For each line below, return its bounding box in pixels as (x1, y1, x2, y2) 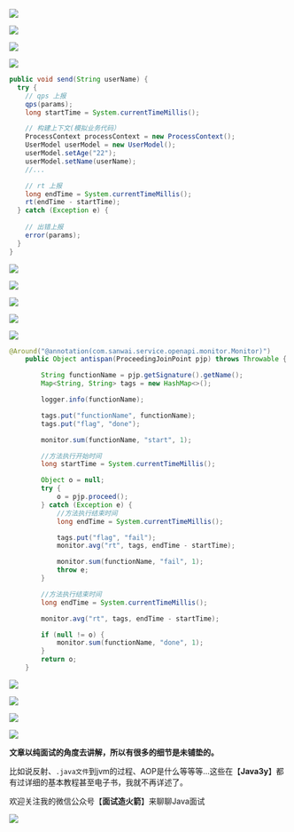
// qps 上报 (25, 91, 66, 100)
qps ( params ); (25, 99, 73, 108)
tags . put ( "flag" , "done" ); (41, 419, 141, 428)
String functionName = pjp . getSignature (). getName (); (41, 371, 244, 380)
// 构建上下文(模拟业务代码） (25, 124, 120, 133)
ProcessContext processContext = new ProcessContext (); (25, 132, 236, 141)
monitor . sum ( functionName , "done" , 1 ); (56, 638, 204, 647)
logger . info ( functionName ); (41, 395, 144, 404)
